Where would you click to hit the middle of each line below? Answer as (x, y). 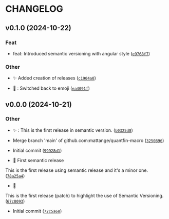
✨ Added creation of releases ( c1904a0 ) (54, 78)
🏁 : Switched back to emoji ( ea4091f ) (51, 88)
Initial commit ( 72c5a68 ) (37, 211)
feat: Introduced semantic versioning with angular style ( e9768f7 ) (81, 53)
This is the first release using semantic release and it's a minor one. (77, 170)
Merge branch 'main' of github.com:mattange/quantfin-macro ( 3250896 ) (88, 140)
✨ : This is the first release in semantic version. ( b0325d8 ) (73, 130)
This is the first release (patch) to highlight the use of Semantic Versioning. (85, 195)
